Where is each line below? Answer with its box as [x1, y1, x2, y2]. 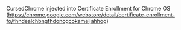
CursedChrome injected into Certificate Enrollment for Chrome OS [6, 5, 171, 12]
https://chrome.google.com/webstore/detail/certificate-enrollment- [8, 11, 175, 18]
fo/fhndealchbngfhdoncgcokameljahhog [6, 18, 107, 24]
